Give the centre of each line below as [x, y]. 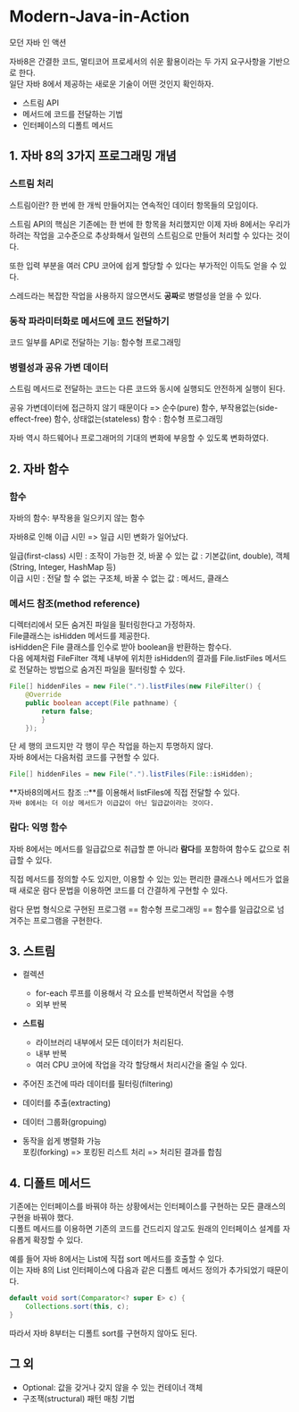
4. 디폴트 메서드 [50, 1183]
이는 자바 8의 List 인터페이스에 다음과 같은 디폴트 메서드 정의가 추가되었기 [137, 1270]
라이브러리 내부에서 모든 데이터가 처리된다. [110, 1042]
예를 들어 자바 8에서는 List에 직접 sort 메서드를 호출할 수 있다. [117, 1259]
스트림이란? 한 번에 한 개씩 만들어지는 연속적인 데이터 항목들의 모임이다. [134, 205]
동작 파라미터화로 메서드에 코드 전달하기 [89, 321]
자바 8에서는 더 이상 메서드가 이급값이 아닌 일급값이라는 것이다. [112, 804]
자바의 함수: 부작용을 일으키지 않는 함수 [77, 517]
